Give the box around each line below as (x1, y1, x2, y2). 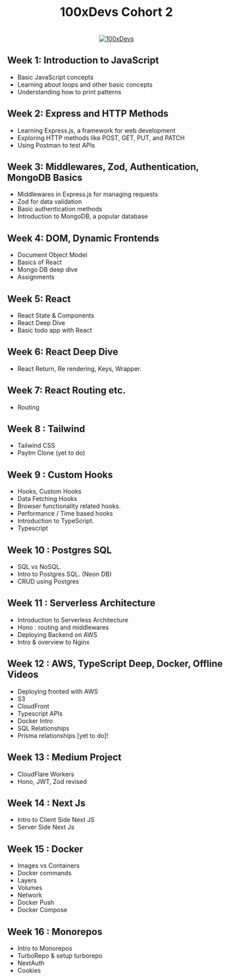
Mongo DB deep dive (17, 265, 78, 274)
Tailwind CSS (17, 441, 55, 450)
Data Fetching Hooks (17, 495, 78, 503)
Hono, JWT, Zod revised (17, 777, 87, 785)
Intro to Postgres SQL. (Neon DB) (17, 570, 112, 579)
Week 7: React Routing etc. (7, 385, 126, 396)
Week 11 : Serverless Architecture (7, 597, 156, 609)
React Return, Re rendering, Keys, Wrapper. (17, 365, 142, 373)
